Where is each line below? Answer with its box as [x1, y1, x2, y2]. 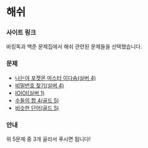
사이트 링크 [6, 28, 37, 37]
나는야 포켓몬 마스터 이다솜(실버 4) [14, 74, 96, 81]
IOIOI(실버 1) [14, 89, 45, 96]
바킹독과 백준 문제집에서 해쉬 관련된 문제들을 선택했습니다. [6, 43, 143, 50]
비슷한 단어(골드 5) [14, 104, 59, 111]
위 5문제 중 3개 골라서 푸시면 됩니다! [6, 135, 91, 143]
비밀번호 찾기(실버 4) [14, 81, 64, 89]
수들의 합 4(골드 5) [14, 96, 59, 104]
